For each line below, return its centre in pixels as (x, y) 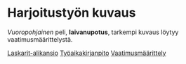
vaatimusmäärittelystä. (40, 39)
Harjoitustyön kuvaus (72, 13)
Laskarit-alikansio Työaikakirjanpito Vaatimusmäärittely (87, 53)
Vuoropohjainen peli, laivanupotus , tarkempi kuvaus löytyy (93, 32)
